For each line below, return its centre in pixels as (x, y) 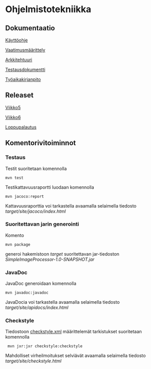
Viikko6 (13, 117)
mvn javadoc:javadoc (27, 293)
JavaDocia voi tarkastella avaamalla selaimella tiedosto (63, 302)
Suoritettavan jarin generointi (42, 224)
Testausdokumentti (25, 70)
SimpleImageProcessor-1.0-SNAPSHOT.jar (50, 259)
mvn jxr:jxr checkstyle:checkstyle (45, 346)
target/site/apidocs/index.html (37, 308)
